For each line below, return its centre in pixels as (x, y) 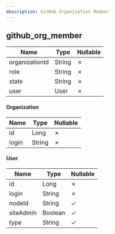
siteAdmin (23, 213)
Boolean (54, 213)
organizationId (29, 62)
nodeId (19, 203)
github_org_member (44, 36)
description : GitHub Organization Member (58, 12)
